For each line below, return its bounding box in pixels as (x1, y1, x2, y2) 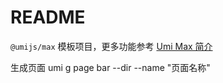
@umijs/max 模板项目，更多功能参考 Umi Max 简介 (10, 40, 213, 52)
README (10, 6, 86, 29)
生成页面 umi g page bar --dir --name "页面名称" (10, 61, 211, 73)
